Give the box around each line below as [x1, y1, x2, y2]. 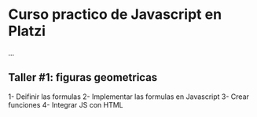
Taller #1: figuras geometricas [8, 71, 158, 84]
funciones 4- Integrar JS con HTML [8, 100, 123, 109]
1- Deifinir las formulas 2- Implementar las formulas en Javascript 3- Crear [8, 92, 250, 101]
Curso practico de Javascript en [8, 5, 222, 24]
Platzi [8, 22, 46, 40]
